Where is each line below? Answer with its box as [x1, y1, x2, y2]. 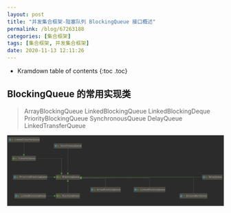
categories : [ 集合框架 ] [7, 33, 71, 40]
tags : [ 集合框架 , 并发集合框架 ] [7, 40, 89, 47]
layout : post [7, 11, 45, 18]
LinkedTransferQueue [23, 121, 86, 129]
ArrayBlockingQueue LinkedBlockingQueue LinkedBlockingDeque [23, 107, 211, 115]
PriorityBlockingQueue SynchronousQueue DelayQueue [23, 114, 183, 123]
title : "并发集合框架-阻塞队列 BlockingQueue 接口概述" [7, 18, 156, 25]
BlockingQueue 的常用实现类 [7, 88, 131, 100]
